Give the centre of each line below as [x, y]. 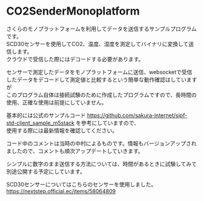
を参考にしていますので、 [107, 123]
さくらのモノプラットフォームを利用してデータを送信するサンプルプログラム [101, 29]
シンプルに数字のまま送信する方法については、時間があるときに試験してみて [101, 164]
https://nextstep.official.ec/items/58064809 [61, 191]
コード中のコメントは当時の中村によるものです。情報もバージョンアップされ [101, 143]
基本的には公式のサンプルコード [46, 115]
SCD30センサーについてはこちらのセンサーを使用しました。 [82, 184]
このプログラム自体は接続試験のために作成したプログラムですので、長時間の [101, 95]
